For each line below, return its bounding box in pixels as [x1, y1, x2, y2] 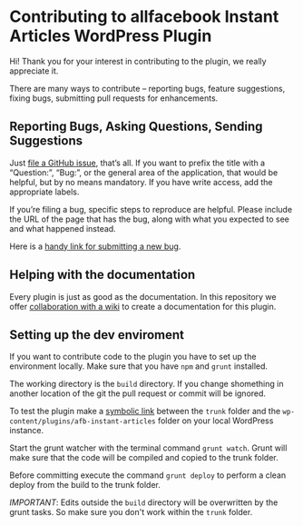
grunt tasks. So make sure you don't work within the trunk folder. [9, 507, 253, 518]
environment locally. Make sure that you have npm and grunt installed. [9, 361, 269, 372]
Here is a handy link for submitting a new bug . [9, 241, 181, 252]
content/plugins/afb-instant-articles [9, 417, 156, 426]
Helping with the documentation [9, 267, 196, 283]
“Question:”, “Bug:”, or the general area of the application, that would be [9, 166, 279, 178]
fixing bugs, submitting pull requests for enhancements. [9, 93, 219, 104]
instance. [9, 425, 44, 436]
